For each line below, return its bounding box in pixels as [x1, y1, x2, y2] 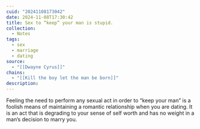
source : [6, 58, 26, 64]
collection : [6, 25, 36, 32]
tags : [6, 36, 20, 42]
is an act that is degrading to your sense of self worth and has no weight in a [6, 109, 195, 117]
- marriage [11, 48, 39, 54]
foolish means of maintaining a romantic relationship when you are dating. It [6, 103, 193, 110]
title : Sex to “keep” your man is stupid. [6, 20, 113, 26]
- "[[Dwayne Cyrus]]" [11, 64, 66, 70]
